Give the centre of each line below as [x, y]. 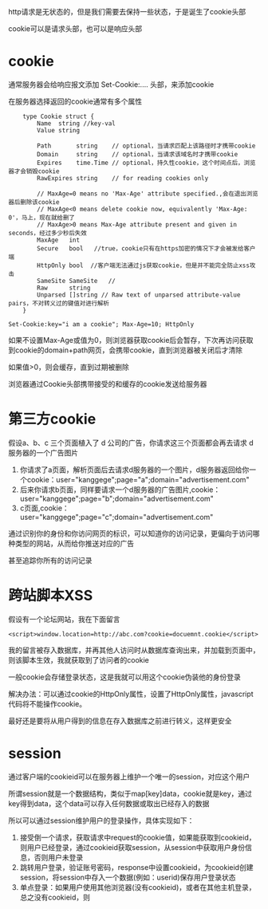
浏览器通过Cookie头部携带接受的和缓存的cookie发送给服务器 [108, 384]
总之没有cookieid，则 [55, 897]
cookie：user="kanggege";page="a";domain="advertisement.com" [138, 479]
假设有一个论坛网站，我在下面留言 [64, 619]
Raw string [64, 288]
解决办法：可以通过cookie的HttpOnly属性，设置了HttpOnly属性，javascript [131, 694]
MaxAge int [59, 240]
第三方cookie [52, 419]
